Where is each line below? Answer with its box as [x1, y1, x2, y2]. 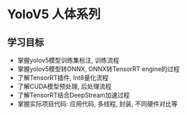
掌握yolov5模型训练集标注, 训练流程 [17, 56, 120, 64]
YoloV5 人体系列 [7, 6, 101, 22]
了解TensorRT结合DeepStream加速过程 [17, 91, 130, 99]
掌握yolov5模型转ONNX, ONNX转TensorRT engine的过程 [17, 65, 180, 73]
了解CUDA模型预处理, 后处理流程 [17, 82, 112, 91]
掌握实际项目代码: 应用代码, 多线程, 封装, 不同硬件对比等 [17, 100, 178, 108]
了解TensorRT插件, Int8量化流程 [17, 74, 109, 82]
